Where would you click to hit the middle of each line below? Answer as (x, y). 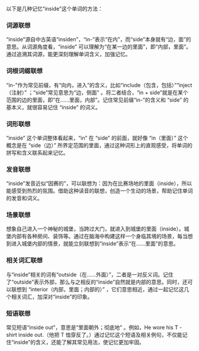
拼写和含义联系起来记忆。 (37, 152)
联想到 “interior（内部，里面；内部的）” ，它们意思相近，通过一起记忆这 (97, 289)
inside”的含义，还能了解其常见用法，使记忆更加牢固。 (79, 342)
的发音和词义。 (24, 198)
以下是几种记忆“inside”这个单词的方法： (55, 9)
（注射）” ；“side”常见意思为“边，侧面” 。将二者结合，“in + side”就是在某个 (97, 92)
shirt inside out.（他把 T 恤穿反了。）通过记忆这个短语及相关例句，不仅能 (94, 335)
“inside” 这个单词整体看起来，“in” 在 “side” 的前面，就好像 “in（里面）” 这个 (97, 138)
